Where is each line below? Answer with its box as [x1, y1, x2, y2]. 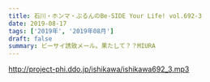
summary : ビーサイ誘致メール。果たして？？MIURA [8, 42, 156, 50]
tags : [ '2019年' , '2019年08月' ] [8, 27, 114, 35]
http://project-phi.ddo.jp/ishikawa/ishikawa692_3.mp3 [8, 64, 190, 74]
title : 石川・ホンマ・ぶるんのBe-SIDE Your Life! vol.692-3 [8, 11, 203, 20]
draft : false [8, 34, 53, 43]
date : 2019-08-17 [8, 19, 67, 28]
